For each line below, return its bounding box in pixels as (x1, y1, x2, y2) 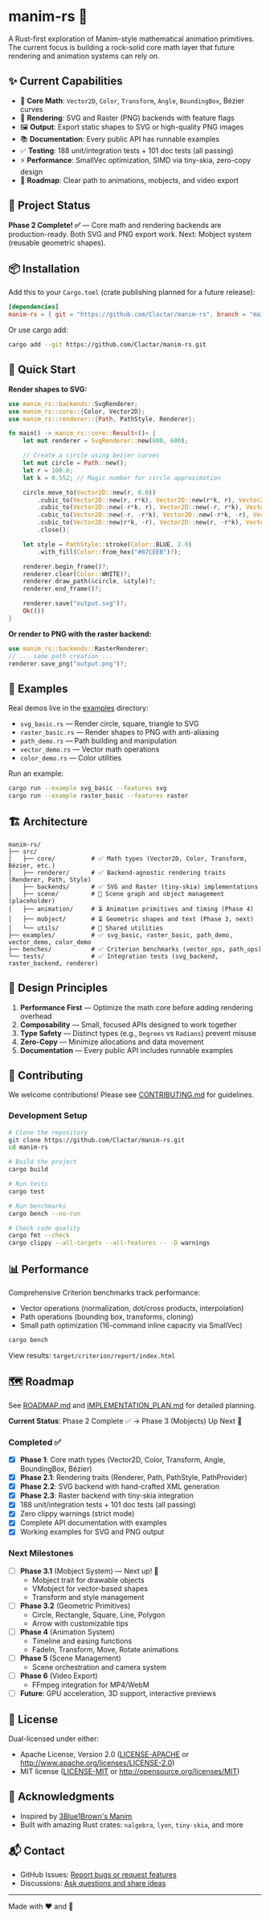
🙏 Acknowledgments (8, 1790, 115, 1804)
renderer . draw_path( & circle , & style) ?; (22, 578, 157, 586)
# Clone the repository (8, 1128, 88, 1137)
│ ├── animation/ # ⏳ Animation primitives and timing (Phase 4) (8, 905, 255, 913)
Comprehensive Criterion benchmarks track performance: (8, 1288, 201, 1298)
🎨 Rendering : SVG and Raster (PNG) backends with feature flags (19, 113, 235, 122)
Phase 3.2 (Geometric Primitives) (19, 1601, 131, 1610)
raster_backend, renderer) (8, 959, 99, 968)
